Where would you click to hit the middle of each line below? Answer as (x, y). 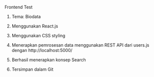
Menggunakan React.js (35, 26)
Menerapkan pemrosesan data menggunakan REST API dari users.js (80, 45)
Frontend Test (19, 7)
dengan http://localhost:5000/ (42, 50)
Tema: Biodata (26, 16)
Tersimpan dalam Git (33, 69)
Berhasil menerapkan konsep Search (49, 60)
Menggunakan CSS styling (38, 36)
